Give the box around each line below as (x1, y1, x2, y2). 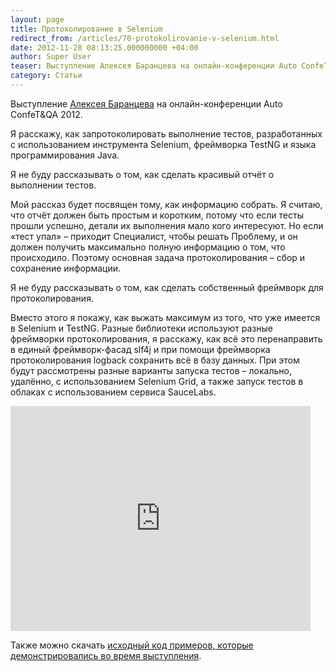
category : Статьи (10, 71, 83, 81)
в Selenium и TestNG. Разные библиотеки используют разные (10, 322, 273, 334)
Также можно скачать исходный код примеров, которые (10, 639, 254, 651)
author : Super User (10, 52, 92, 62)
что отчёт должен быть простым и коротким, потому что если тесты (10, 209, 304, 221)
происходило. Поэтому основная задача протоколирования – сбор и (10, 251, 306, 263)
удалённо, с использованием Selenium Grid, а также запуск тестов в (10, 375, 304, 387)
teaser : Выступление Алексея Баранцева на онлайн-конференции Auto (10, 61, 298, 71)
